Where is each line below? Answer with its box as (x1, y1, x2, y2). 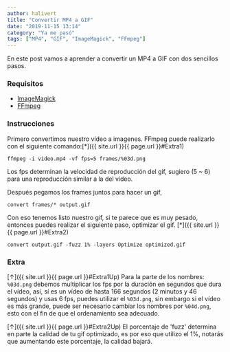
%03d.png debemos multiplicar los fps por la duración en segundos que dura (7, 280, 222, 289)
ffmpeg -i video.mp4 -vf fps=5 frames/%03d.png (7, 155, 146, 162)
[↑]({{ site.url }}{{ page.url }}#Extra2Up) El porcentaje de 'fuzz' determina (7, 322, 217, 331)
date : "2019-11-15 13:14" (7, 23, 81, 30)
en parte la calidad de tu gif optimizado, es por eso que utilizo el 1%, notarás (7, 330, 224, 338)
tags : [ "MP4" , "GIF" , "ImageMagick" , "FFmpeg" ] (7, 36, 146, 43)
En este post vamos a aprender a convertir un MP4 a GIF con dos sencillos (7, 54, 218, 63)
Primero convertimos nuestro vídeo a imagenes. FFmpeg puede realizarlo (7, 135, 215, 143)
